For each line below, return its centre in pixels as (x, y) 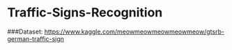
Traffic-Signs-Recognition (85, 13)
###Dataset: (25, 32)
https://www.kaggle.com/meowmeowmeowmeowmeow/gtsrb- (134, 32)
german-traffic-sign (36, 38)
